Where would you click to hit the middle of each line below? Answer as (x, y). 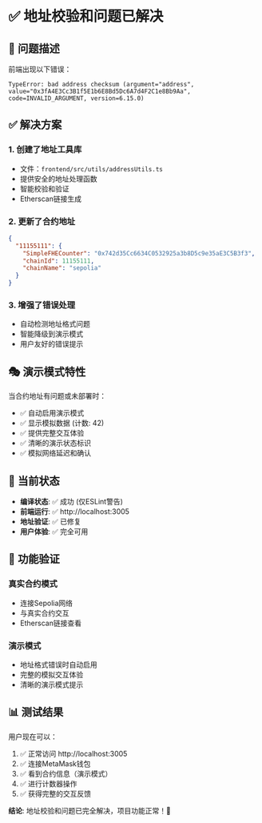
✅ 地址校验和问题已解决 (86, 16)
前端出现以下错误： (40, 69)
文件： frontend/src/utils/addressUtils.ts (91, 168)
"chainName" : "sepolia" (62, 268)
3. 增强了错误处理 (42, 305)
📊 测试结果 (36, 712)
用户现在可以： (33, 737)
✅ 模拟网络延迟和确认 (56, 453)
